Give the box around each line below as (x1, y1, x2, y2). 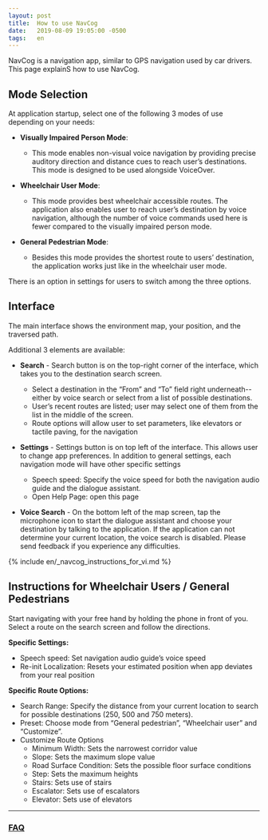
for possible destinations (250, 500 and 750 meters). (19, 709, 194, 719)
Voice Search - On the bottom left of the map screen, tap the (19, 507, 221, 516)
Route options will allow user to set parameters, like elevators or (31, 418, 242, 428)
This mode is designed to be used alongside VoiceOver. (31, 165, 215, 175)
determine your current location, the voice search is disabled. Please (19, 532, 246, 542)
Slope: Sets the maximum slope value (31, 752, 156, 762)
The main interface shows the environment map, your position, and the (8, 320, 241, 330)
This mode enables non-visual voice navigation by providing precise (31, 149, 257, 158)
